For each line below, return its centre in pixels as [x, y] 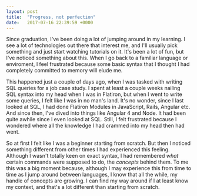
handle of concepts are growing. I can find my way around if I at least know [97, 181]
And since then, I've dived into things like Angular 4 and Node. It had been [96, 113]
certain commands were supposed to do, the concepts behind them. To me [97, 162]
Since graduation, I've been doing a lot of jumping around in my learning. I [96, 39]
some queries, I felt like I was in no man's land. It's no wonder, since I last [95, 101]
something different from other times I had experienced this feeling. [88, 150]
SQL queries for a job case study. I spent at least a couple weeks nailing [93, 88]
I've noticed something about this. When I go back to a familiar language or [97, 58]
